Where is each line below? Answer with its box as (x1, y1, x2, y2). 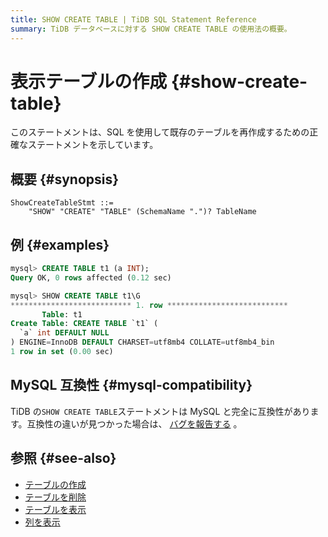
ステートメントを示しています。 (27, 139, 159, 151)
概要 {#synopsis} (10, 171, 120, 188)
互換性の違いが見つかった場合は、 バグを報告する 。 (26, 417, 243, 430)
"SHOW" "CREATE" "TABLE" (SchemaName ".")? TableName (28, 207, 257, 217)
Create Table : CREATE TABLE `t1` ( (10, 319, 159, 329)
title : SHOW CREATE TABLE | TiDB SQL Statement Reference (10, 14, 257, 25)
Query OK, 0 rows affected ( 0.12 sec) (10, 272, 172, 283)
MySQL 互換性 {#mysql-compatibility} (10, 377, 253, 394)
